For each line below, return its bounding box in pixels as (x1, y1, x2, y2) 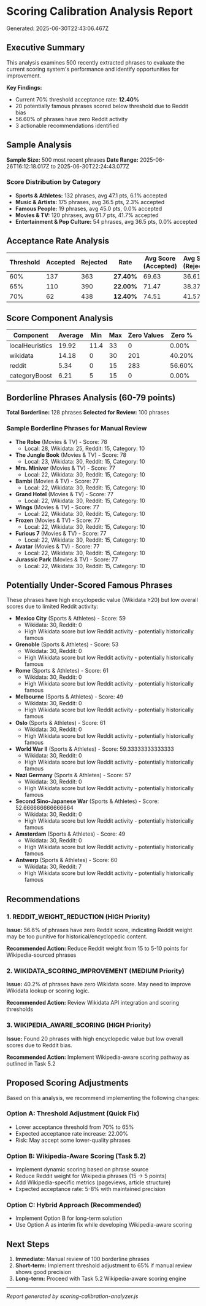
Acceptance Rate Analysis (6, 235, 110, 247)
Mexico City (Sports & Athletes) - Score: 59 (15, 615, 126, 622)
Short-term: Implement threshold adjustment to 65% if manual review (15, 1262, 193, 1269)
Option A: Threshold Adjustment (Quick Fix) (6, 1109, 140, 1118)
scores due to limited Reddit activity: (6, 603, 99, 610)
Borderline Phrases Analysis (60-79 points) (6, 392, 176, 403)
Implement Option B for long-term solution (15, 1214, 123, 1222)
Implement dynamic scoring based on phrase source (15, 1166, 149, 1173)
